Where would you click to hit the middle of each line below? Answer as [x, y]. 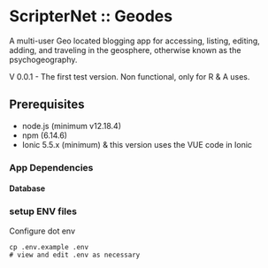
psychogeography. [43, 59]
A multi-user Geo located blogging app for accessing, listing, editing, [135, 41]
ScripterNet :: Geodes [91, 16]
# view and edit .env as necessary [75, 255]
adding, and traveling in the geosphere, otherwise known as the [125, 50]
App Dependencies [51, 167]
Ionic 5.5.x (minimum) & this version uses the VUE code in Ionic [137, 144]
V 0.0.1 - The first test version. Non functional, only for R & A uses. [130, 76]
